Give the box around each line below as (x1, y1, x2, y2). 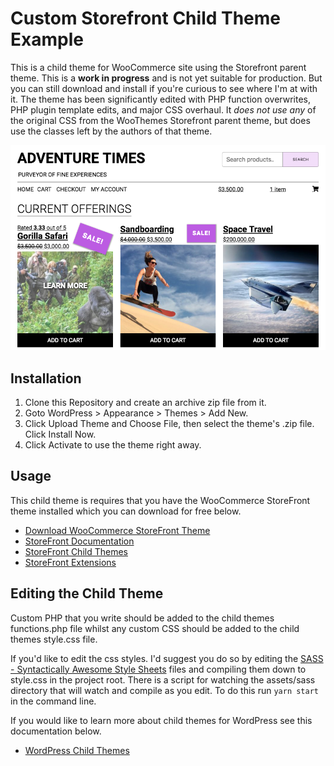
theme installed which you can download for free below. (10, 505, 242, 517)
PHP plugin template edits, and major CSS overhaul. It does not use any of (10, 103, 317, 116)
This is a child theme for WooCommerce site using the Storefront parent (10, 61, 307, 73)
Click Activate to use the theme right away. (24, 439, 202, 451)
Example (10, 28, 84, 51)
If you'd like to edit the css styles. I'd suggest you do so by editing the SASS (10, 652, 324, 664)
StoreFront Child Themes (24, 545, 128, 557)
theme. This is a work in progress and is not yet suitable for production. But (10, 72, 323, 84)
